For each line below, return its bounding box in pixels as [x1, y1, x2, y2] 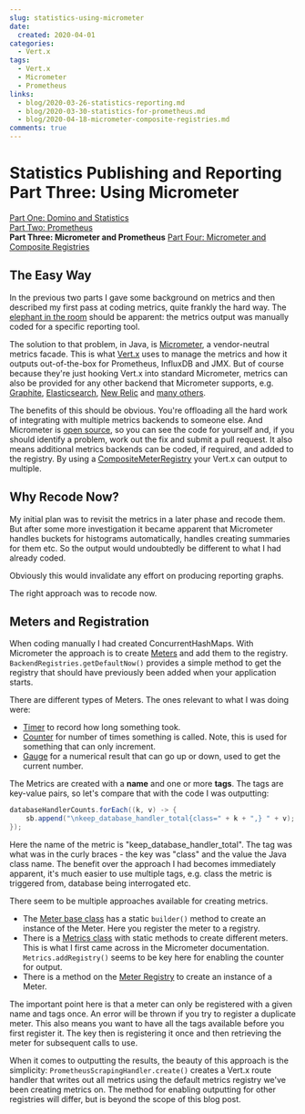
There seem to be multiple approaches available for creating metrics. [9, 895, 269, 906]
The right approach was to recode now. [9, 587, 158, 598]
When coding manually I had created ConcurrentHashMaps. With [9, 638, 254, 649]
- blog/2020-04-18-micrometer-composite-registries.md [17, 115, 230, 124]
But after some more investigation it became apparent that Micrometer [9, 523, 273, 534]
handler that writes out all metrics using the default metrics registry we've [9, 1075, 287, 1085]
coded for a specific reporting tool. [9, 321, 140, 332]
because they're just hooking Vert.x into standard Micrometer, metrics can [9, 367, 289, 378]
